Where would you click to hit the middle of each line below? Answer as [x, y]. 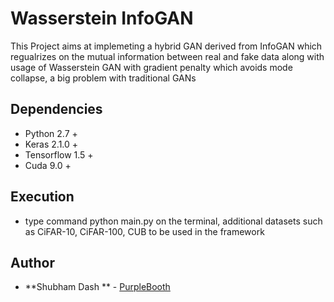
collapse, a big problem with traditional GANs [103, 78]
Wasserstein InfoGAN [102, 18]
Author [32, 262]
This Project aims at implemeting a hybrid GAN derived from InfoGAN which [166, 46]
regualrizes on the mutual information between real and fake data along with [167, 56]
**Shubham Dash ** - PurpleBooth [97, 287]
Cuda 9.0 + [48, 165]
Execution [42, 197]
